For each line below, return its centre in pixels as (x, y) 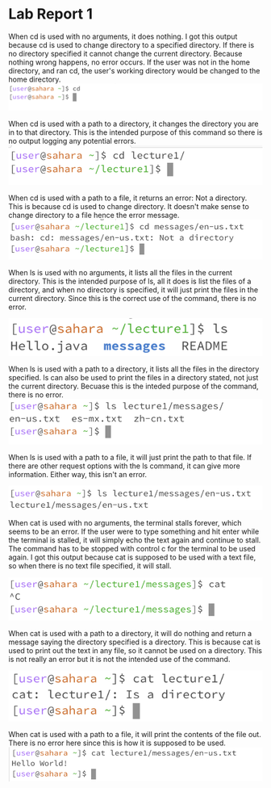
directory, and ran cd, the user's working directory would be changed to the (134, 70)
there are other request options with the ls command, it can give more (124, 466)
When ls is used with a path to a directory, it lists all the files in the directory (134, 369)
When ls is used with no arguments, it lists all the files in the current (120, 272)
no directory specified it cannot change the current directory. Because (125, 53)
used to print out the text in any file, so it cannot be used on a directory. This (135, 651)
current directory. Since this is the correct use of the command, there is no (132, 298)
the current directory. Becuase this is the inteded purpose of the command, (134, 386)
